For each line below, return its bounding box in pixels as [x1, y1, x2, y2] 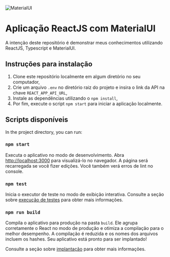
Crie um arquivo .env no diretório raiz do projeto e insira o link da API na [12, 84, 165, 90]
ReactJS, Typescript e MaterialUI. [5, 45, 76, 51]
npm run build [5, 209, 40, 216]
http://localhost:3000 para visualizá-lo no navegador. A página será [5, 157, 148, 163]
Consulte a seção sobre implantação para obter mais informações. [5, 246, 146, 252]
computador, [12, 79, 40, 85]
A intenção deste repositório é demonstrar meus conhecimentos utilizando [5, 39, 163, 45]
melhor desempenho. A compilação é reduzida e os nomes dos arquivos [5, 230, 158, 237]
